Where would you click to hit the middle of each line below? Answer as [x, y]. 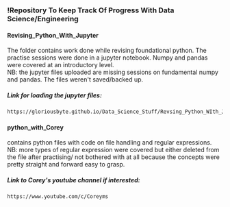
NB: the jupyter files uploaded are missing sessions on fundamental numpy [113, 72]
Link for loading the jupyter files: [55, 95]
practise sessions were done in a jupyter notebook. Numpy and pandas [107, 58]
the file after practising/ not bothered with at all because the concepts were [114, 157]
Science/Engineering [43, 19]
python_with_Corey [35, 127]
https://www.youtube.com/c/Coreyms [58, 197]
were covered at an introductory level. [61, 65]
